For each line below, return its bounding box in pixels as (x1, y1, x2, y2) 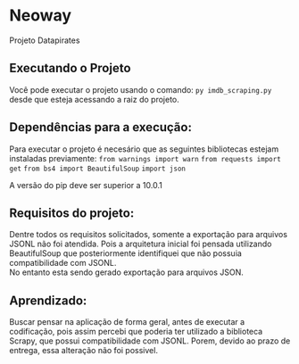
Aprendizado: (9, 293, 87, 308)
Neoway (9, 5, 72, 26)
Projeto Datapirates (9, 35, 80, 45)
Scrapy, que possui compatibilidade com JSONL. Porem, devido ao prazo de (9, 335, 291, 346)
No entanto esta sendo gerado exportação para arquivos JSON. (9, 267, 244, 277)
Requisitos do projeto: (9, 205, 135, 220)
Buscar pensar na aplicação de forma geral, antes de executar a (9, 317, 245, 327)
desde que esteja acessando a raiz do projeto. (9, 94, 180, 104)
